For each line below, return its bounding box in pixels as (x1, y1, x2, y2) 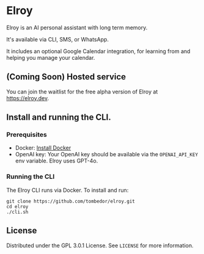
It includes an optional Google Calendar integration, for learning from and (6, 47, 191, 55)
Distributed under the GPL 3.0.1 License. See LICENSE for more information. (6, 242, 194, 249)
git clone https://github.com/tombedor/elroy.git (6, 198, 136, 205)
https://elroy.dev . (6, 94, 49, 101)
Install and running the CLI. (6, 112, 111, 123)
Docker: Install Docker (15, 144, 71, 151)
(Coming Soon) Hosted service (6, 71, 126, 82)
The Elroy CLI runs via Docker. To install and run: (6, 186, 129, 194)
